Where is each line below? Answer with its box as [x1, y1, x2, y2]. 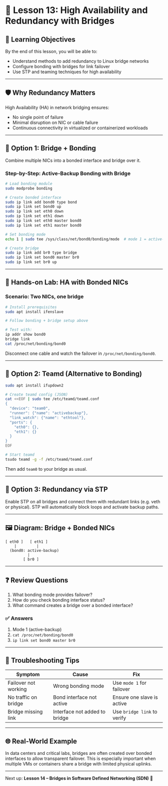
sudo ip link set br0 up [5, 260, 57, 265]
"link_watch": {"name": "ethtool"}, [9, 415, 86, 420]
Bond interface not [53, 694, 97, 701]
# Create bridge [5, 246, 39, 251]
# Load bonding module [5, 181, 52, 186]
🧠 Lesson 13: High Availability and [5, 5, 148, 16]
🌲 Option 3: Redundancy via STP [5, 485, 108, 494]
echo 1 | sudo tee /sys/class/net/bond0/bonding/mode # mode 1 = [5, 237, 146, 242]
